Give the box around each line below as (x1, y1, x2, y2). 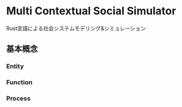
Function (6, 78, 33, 87)
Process (6, 94, 31, 103)
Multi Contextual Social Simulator (6, 4, 177, 18)
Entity (6, 62, 24, 71)
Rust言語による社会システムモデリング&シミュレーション (6, 25, 146, 32)
